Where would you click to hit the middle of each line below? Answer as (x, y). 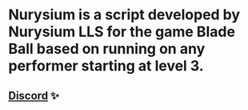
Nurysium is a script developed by (124, 15)
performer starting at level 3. (106, 66)
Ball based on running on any (107, 49)
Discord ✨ (34, 95)
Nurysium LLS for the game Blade (122, 32)
